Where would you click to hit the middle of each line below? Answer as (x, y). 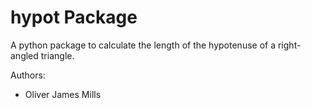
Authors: (28, 75)
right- (289, 45)
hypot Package (74, 17)
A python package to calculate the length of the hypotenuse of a (143, 45)
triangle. (57, 55)
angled (24, 55)
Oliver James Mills (63, 94)
